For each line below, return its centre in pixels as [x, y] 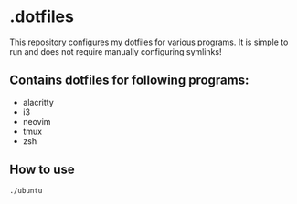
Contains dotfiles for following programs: [129, 81]
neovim [37, 121]
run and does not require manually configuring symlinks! [116, 51]
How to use [42, 170]
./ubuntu [26, 190]
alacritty [38, 102]
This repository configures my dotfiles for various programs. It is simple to [149, 42]
